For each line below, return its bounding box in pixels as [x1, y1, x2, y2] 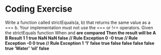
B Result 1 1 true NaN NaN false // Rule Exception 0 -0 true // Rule [5, 35, 138, 41]
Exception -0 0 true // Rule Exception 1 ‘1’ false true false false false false [5, 40, 155, 46]
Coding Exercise [5, 3, 73, 15]
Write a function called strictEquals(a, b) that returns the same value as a [5, 19, 151, 25]
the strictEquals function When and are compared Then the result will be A [5, 30, 156, 36]
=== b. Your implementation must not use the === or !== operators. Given [5, 24, 153, 30]
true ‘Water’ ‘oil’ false [5, 45, 49, 51]
